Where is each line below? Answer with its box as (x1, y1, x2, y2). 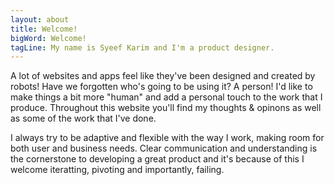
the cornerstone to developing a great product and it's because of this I (10, 153, 305, 165)
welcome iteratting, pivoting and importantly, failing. (10, 164, 225, 176)
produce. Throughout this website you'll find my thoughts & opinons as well (10, 102, 322, 114)
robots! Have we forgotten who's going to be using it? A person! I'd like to (10, 81, 313, 93)
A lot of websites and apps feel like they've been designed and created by (10, 70, 316, 82)
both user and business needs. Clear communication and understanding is (10, 142, 318, 155)
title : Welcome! (10, 24, 78, 34)
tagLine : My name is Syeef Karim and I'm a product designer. (10, 42, 275, 53)
